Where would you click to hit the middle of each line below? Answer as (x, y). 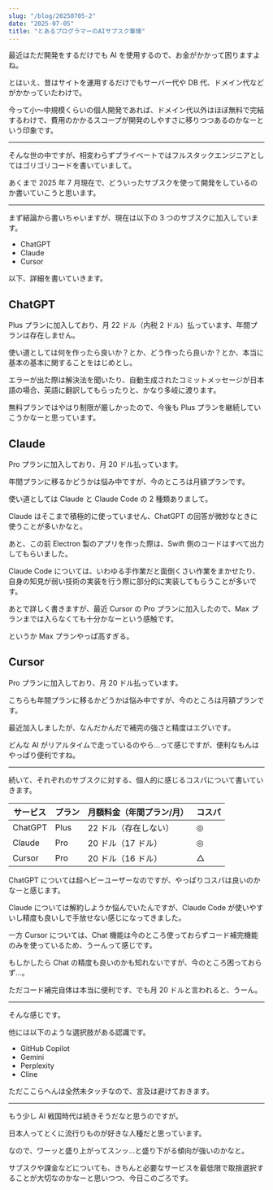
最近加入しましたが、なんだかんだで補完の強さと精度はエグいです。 (122, 727)
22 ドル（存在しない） (130, 828)
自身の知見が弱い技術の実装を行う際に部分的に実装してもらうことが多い (129, 581)
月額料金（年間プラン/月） (138, 812)
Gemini (32, 1057)
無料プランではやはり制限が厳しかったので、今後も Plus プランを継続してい (135, 408)
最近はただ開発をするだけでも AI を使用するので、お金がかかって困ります (131, 55)
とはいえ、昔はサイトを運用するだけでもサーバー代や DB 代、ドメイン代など (136, 83)
